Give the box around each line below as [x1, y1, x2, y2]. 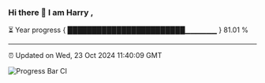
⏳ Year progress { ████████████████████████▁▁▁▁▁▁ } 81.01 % [8, 25, 249, 34]
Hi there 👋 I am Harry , [8, 7, 94, 18]
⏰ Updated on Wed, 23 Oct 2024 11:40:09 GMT [8, 51, 162, 60]
